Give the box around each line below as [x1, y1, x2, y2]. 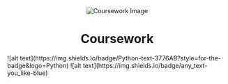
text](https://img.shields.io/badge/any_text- [82, 61, 208, 69]
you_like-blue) [7, 69, 48, 77]
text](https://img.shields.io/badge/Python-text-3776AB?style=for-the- [20, 53, 222, 62]
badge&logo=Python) [7, 61, 69, 69]
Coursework [80, 31, 154, 47]
